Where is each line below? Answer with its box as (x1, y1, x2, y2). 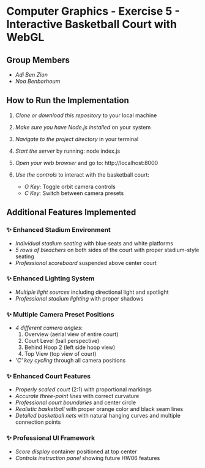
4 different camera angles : (15, 324, 83, 332)
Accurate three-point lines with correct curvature (15, 393, 140, 400)
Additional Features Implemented (6, 207, 136, 218)
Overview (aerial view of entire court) (24, 331, 119, 338)
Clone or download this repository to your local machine (15, 112, 157, 119)
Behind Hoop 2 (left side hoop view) (24, 343, 116, 351)
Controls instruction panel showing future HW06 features (15, 454, 160, 461)
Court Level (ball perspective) (24, 337, 100, 345)
